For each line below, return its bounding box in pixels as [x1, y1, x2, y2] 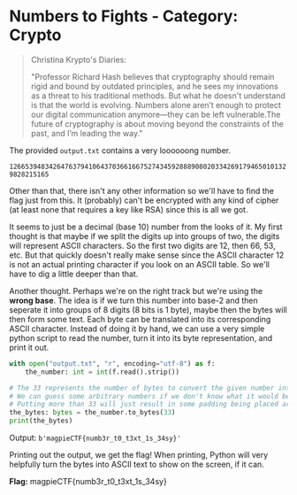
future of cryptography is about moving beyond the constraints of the [30, 118, 285, 129]
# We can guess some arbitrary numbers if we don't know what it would [9, 391, 278, 400]
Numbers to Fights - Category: [9, 6, 239, 27]
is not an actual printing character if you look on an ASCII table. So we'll [9, 259, 270, 269]
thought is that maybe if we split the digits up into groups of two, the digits [9, 230, 280, 241]
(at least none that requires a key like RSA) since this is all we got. [9, 204, 248, 214]
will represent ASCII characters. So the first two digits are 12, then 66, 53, [9, 240, 276, 251]
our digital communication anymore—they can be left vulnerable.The [30, 109, 281, 120]
